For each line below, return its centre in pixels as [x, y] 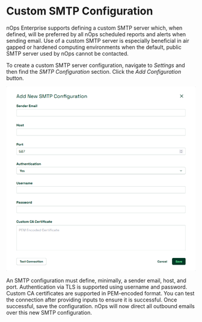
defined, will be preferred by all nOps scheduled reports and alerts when [96, 34]
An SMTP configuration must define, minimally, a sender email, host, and [96, 280]
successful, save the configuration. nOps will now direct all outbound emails [101, 306]
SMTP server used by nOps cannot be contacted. [68, 53]
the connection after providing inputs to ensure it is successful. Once [92, 300]
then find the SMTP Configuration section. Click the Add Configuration [94, 71]
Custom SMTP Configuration [80, 11]
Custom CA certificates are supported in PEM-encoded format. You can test [100, 293]
